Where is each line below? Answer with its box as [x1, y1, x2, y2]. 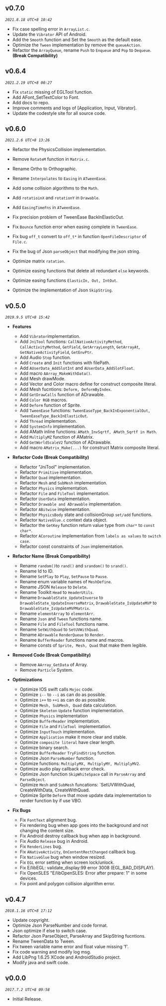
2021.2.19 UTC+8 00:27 [5, 80, 52, 85]
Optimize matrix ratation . [12, 258, 66, 264]
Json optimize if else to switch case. [12, 928, 87, 934]
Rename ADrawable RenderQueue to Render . [19, 632, 105, 638]
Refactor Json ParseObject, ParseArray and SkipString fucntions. [12, 933, 146, 939]
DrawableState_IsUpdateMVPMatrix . [19, 605, 90, 611]
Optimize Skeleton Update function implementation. [19, 708, 124, 714]
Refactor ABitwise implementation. [19, 506, 91, 512]
